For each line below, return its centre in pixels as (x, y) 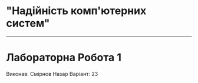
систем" (28, 23)
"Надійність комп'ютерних (76, 11)
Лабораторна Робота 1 (64, 58)
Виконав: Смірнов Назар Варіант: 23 (52, 74)
